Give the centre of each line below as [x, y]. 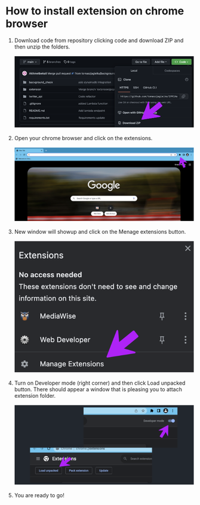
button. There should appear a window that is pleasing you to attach [98, 389]
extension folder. [35, 395]
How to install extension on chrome [95, 11]
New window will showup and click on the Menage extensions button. [100, 232]
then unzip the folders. [42, 47]
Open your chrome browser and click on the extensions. [83, 138]
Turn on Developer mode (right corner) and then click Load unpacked [100, 383]
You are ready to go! [39, 495]
